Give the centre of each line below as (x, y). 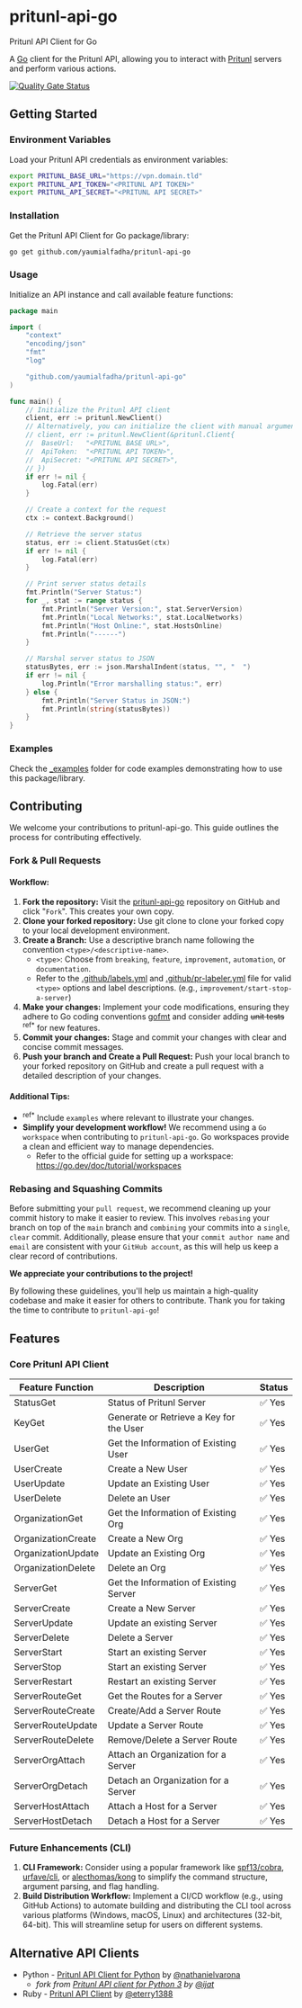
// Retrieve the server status (84, 534)
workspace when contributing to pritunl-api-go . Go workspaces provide (155, 1136)
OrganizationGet (49, 1518)
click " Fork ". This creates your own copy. (98, 911)
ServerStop (38, 1666)
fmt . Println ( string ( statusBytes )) (106, 709)
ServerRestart (43, 1681)
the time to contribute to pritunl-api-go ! (84, 1310)
